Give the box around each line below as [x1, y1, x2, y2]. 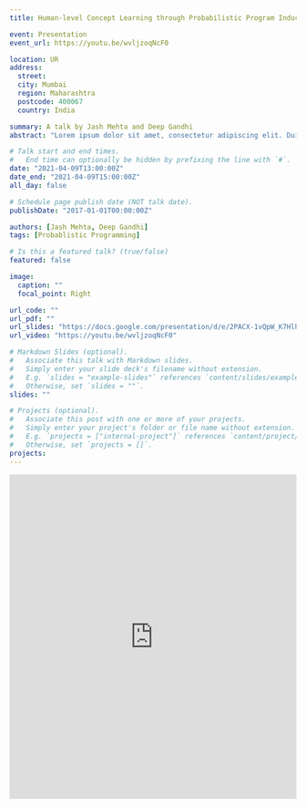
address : [9, 63, 43, 73]
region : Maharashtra [17, 88, 96, 98]
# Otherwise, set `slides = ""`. [9, 381, 145, 390]
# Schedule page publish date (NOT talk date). [9, 197, 194, 206]
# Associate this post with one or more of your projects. [9, 415, 247, 424]
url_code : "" [9, 305, 59, 315]
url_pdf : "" [9, 314, 55, 324]
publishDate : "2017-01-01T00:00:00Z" [9, 206, 153, 215]
